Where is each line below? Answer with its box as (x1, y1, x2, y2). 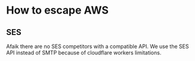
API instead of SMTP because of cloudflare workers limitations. (6, 49, 162, 56)
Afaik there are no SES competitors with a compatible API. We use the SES (6, 43, 189, 50)
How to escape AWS (6, 4, 109, 17)
